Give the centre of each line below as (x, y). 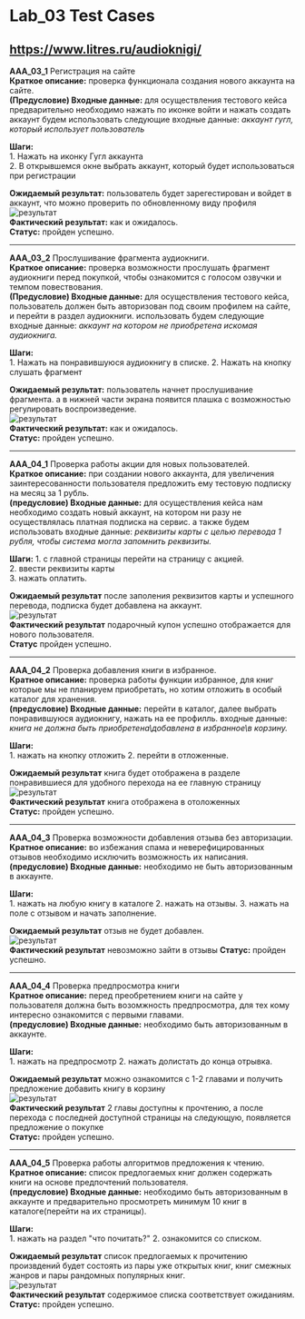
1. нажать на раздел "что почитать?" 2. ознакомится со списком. (136, 1238)
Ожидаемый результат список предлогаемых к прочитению (128, 1256)
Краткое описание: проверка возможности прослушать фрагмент (140, 268)
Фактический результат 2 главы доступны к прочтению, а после (136, 1108)
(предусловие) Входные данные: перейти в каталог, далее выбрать (143, 709)
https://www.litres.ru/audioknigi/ (106, 50)
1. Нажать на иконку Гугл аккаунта (76, 156)
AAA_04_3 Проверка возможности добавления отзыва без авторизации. (151, 838)
